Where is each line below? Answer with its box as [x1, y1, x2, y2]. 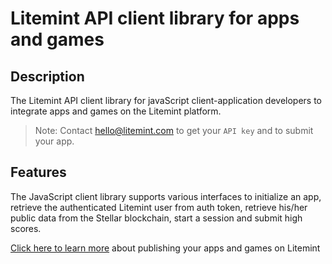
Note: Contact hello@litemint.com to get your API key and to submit [34, 125, 314, 136]
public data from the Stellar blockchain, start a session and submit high [10, 212, 303, 224]
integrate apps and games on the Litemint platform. [10, 105, 222, 117]
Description [10, 68, 85, 85]
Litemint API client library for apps [10, 7, 300, 30]
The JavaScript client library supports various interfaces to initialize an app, [10, 190, 322, 202]
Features [10, 164, 67, 181]
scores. [10, 222, 42, 234]
